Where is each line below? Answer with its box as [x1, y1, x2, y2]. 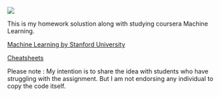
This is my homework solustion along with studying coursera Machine [7, 19, 208, 28]
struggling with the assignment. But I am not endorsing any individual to [7, 75, 214, 82]
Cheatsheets [7, 54, 44, 62]
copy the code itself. [7, 82, 66, 90]
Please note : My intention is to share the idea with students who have [7, 67, 209, 76]
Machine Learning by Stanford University [7, 40, 126, 48]
